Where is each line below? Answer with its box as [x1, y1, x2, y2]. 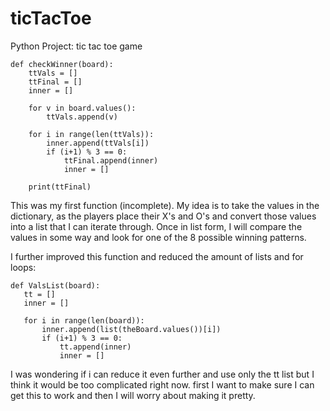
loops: [10, 261, 37, 273]
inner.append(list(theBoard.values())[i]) [41, 324, 222, 334]
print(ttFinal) [28, 182, 92, 192]
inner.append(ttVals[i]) [46, 138, 150, 148]
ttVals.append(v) [46, 112, 118, 122]
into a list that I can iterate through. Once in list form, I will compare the [10, 220, 303, 232]
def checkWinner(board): [10, 59, 114, 69]
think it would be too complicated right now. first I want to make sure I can [10, 378, 315, 391]
